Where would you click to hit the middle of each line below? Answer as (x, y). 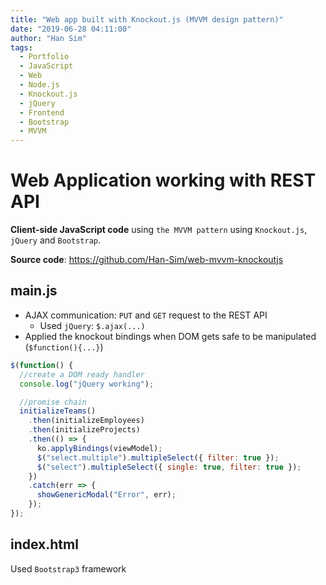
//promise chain (53, 402)
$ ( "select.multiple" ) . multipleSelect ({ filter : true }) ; (158, 457)
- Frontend (42, 112)
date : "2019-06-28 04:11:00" (71, 29)
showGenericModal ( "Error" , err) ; (106, 495)
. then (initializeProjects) (84, 430)
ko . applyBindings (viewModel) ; (99, 448)
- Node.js (39, 85)
